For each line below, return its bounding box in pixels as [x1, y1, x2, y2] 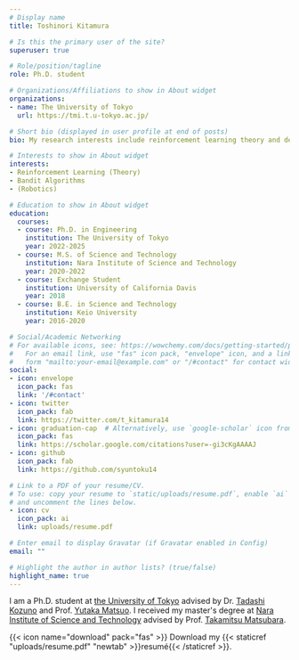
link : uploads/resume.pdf [17, 523, 114, 532]
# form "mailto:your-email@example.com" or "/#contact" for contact [9, 357, 277, 366]
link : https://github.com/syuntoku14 [17, 465, 158, 474]
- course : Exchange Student [17, 275, 122, 284]
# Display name [9, 12, 66, 22]
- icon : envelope [9, 374, 74, 383]
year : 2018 [25, 291, 66, 301]
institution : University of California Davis [25, 283, 198, 292]
